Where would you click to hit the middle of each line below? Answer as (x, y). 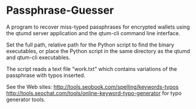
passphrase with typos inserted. (46, 75)
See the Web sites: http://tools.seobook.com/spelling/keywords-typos (93, 86)
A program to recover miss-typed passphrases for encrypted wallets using (98, 27)
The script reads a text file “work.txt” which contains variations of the (92, 68)
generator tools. (26, 99)
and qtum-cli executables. (38, 57)
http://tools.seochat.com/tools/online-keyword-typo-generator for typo (94, 93)
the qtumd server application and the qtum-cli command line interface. (93, 33)
